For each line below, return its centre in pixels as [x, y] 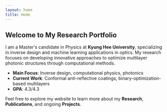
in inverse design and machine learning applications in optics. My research [83, 52]
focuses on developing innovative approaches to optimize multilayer [76, 58]
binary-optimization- [140, 78]
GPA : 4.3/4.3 [26, 89]
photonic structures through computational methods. [60, 63]
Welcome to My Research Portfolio [61, 35]
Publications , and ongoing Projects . [43, 104]
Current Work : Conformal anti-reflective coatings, [65, 78]
